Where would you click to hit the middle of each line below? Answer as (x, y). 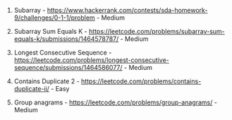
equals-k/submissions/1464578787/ (66, 39)
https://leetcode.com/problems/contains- (141, 81)
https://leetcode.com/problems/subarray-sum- (157, 31)
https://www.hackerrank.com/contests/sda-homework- (127, 10)
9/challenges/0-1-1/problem (54, 18)
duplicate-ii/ (31, 89)
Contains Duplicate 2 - (47, 81)
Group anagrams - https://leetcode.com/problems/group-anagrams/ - (115, 102)
